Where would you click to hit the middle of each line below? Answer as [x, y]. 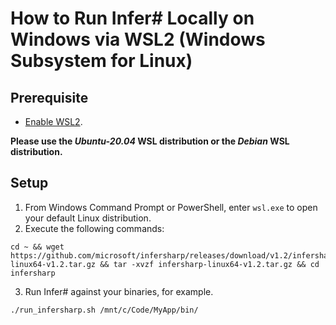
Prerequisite [49, 97]
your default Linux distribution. [88, 218]
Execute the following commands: [94, 228]
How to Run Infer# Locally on [132, 18]
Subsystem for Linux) [101, 61]
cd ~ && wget [37, 247]
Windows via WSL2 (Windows [138, 39]
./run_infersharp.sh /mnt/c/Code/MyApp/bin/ [104, 310]
